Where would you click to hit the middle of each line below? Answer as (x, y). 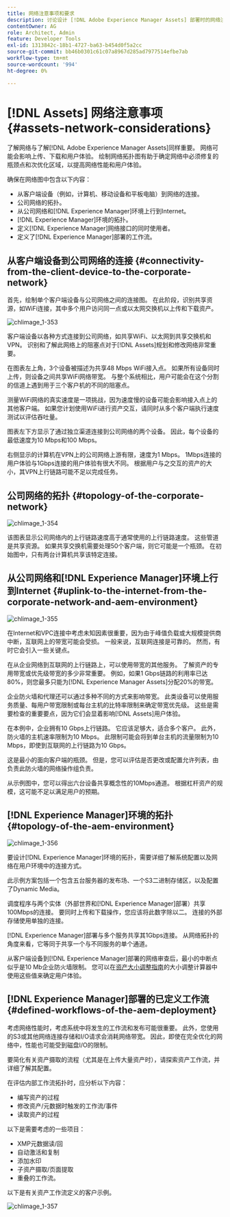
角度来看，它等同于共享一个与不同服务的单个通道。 (79, 943)
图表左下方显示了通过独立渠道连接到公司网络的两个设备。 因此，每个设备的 (113, 432)
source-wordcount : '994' (42, 64)
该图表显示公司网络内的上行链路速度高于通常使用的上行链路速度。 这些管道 (113, 537)
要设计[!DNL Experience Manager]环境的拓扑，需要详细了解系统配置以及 (110, 857)
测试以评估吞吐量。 (34, 417)
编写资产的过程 (38, 1097)
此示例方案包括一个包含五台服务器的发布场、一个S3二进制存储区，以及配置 (113, 880)
